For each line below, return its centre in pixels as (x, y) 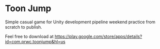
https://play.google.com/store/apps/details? (98, 36)
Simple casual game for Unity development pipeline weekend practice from (80, 22)
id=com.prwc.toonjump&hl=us (35, 41)
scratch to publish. (24, 27)
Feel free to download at (29, 36)
